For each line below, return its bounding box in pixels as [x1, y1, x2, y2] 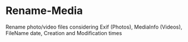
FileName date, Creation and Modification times [5, 29, 122, 36]
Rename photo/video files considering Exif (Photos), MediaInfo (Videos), [5, 23, 183, 30]
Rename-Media [5, 4, 84, 17]
